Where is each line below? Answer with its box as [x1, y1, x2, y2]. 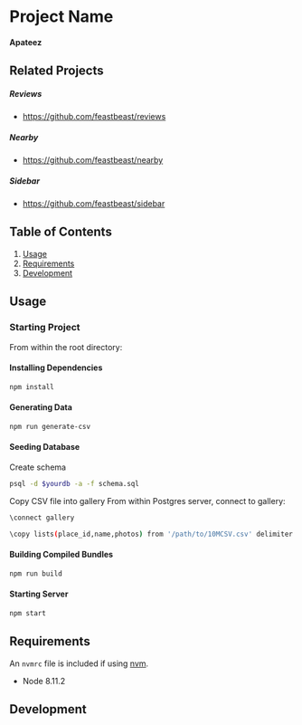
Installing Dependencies [9, 362, 103, 373]
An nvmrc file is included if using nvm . [9, 658, 149, 669]
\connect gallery [9, 513, 75, 522]
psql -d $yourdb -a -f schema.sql [9, 479, 140, 488]
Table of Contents [9, 224, 113, 240]
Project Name [9, 6, 114, 27]
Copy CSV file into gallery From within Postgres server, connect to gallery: [9, 495, 287, 506]
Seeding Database [9, 442, 80, 453]
